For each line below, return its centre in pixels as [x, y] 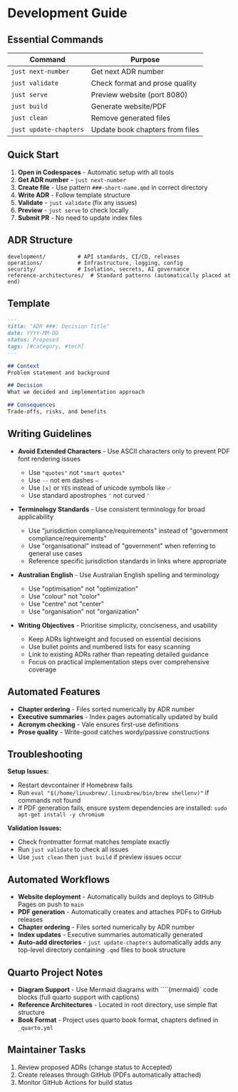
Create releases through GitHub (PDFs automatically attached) [109, 1075]
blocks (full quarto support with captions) [78, 997]
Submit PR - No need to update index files [80, 217]
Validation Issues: [35, 828]
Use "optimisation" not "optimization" [83, 588]
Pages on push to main [51, 904]
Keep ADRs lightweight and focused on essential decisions [115, 639]
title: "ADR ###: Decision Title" [59, 326]
